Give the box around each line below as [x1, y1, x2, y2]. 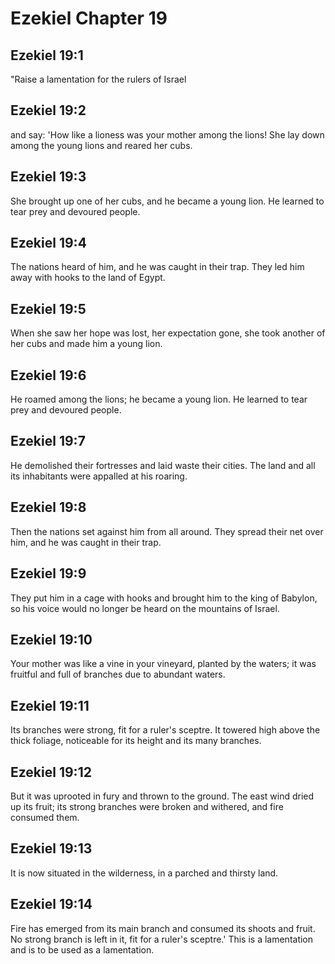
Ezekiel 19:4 [10, 235, 87, 252]
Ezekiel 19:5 [10, 300, 87, 317]
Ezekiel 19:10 [10, 631, 93, 648]
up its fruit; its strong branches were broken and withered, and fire [10, 800, 284, 812]
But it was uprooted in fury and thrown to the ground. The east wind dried [10, 790, 315, 802]
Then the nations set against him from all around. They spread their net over [10, 525, 324, 537]
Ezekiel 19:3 [10, 168, 87, 186]
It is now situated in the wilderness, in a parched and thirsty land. [10, 867, 279, 879]
